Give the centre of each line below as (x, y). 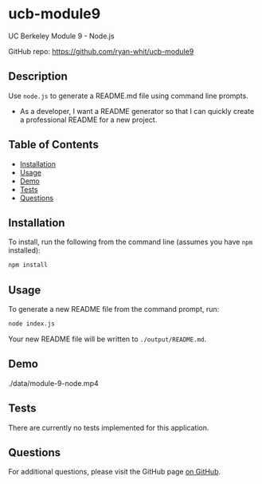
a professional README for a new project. (88, 120)
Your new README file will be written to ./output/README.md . (108, 339)
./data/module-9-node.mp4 (54, 383)
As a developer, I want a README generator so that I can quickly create (137, 111)
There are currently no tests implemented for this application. (109, 427)
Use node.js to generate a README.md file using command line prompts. (128, 96)
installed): (25, 250)
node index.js (32, 324)
